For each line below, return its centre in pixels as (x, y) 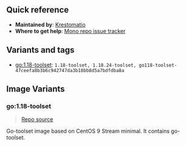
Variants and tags (40, 50)
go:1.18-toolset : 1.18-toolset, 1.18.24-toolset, (76, 65)
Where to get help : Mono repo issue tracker (70, 31)
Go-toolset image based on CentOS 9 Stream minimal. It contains (88, 131)
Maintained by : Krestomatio (50, 24)
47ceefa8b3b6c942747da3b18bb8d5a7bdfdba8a (70, 70)
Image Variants (36, 89)
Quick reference (38, 10)
